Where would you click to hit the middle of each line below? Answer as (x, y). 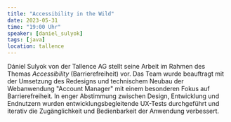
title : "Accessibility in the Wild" (61, 14)
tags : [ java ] (26, 40)
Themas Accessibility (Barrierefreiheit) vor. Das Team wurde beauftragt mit (116, 74)
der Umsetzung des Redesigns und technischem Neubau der (95, 81)
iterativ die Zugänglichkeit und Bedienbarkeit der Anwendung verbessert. (113, 111)
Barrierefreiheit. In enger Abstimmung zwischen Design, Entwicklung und (113, 96)
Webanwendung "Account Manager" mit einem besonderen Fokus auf (109, 89)
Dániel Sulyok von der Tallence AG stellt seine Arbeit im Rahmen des (106, 66)
